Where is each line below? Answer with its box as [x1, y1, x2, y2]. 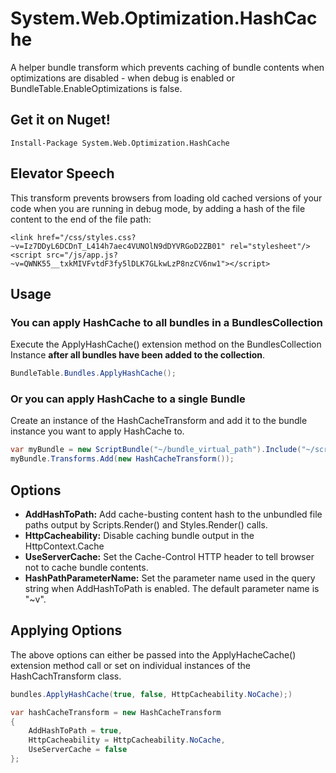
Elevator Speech [10, 165, 115, 182]
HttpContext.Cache [24, 540, 105, 552]
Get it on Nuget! [10, 112, 111, 129]
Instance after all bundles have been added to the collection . [10, 349, 266, 361]
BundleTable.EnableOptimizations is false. [10, 82, 183, 94]
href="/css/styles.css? [36, 232, 137, 242]
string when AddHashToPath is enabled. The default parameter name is [24, 582, 320, 594]
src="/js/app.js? [46, 250, 118, 260]
